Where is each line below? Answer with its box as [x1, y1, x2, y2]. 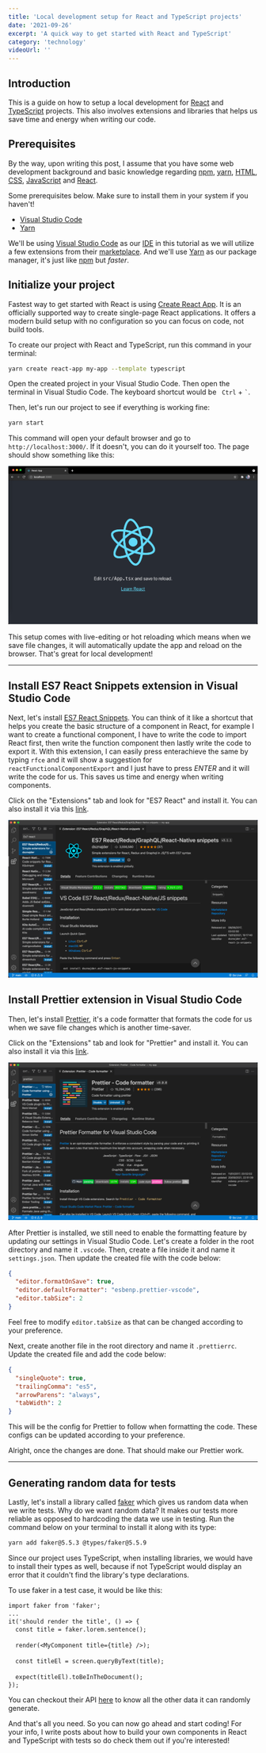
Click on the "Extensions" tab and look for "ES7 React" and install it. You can [8, 796, 258, 805]
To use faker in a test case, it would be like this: [8, 1585, 163, 1594]
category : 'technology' [8, 38, 87, 46]
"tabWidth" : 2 [15, 1399, 62, 1407]
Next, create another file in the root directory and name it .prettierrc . [8, 1341, 237, 1350]
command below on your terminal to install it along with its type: [8, 1523, 217, 1532]
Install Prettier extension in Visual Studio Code [8, 993, 243, 1007]
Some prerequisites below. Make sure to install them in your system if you [8, 190, 249, 200]
